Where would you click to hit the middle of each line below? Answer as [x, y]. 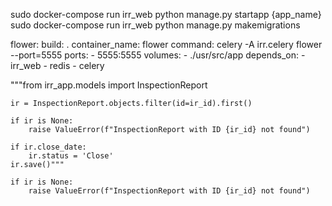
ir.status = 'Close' [71, 156]
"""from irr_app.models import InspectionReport [109, 85]
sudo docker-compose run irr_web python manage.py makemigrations [155, 25]
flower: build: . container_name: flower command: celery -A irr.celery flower [166, 44]
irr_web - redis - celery [57, 65]
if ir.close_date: [48, 147]
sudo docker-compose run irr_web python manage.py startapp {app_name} [166, 14]
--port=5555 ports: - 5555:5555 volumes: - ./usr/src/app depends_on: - [158, 55]
